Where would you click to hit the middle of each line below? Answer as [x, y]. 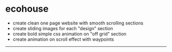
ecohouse [27, 9]
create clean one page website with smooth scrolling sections [78, 23]
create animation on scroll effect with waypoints [63, 39]
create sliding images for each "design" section [63, 28]
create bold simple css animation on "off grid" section [70, 34]
